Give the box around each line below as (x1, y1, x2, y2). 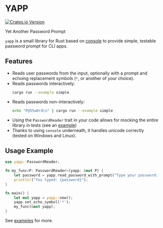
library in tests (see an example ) (12, 122, 77, 128)
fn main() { (5, 190, 29, 195)
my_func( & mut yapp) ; (14, 204, 56, 209)
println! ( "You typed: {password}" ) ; (14, 177, 89, 182)
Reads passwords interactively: (12, 80, 76, 86)
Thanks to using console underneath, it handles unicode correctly (12, 127, 144, 133)
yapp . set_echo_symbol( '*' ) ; (14, 200, 71, 205)
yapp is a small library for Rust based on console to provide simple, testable (5, 38, 156, 44)
